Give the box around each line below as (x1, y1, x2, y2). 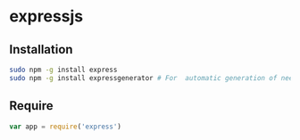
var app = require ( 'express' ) (9, 122, 122, 131)
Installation (9, 42, 73, 57)
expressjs (9, 6, 84, 27)
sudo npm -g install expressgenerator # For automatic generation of (9, 73, 278, 82)
